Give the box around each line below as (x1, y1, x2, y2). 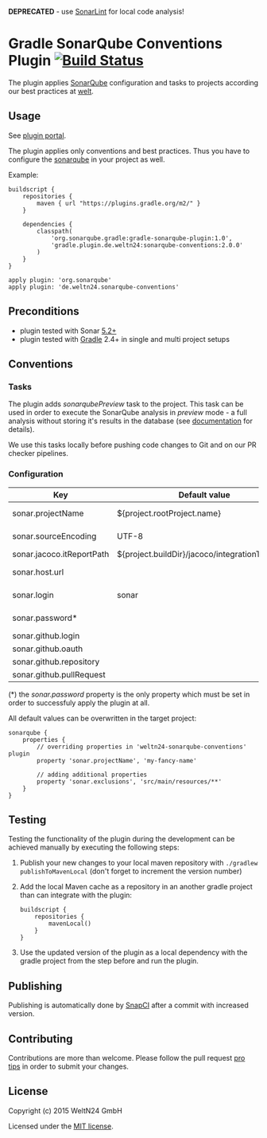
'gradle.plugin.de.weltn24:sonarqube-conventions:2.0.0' (50, 241, 244, 249)
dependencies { (22, 220, 73, 228)
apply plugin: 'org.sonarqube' (8, 276, 112, 284)
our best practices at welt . (8, 86, 94, 96)
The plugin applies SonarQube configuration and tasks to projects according (8, 77, 259, 87)
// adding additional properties (37, 771, 148, 779)
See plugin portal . (8, 131, 67, 140)
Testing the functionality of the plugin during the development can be (8, 834, 235, 844)
